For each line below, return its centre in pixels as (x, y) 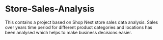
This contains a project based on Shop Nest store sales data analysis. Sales (81, 22)
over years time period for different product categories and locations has (79, 27)
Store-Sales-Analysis (50, 9)
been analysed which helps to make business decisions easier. (69, 32)
